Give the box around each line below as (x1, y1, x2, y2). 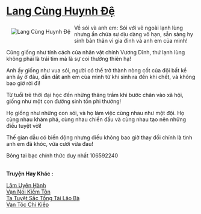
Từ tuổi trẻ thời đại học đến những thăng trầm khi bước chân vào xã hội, (6, 91, 184, 98)
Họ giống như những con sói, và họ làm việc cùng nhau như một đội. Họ (6, 109, 185, 116)
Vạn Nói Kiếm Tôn (6, 188, 51, 195)
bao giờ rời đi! (6, 80, 41, 87)
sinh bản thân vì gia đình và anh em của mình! (74, 37, 188, 44)
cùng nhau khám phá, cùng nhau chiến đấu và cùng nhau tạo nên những (6, 116, 187, 123)
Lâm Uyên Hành (6, 181, 46, 189)
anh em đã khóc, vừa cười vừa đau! (6, 140, 93, 147)
